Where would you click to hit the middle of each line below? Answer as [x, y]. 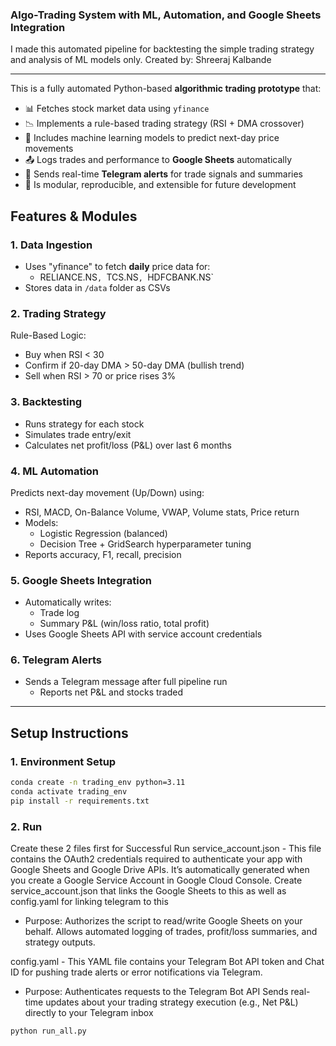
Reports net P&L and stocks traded [111, 692]
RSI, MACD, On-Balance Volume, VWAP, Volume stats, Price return [162, 512]
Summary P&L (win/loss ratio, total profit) [124, 624]
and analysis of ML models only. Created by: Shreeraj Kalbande [141, 60]
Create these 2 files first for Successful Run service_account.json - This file [166, 849]
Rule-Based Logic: [48, 335]
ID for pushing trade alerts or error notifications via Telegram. [136, 972]
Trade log [59, 613]
